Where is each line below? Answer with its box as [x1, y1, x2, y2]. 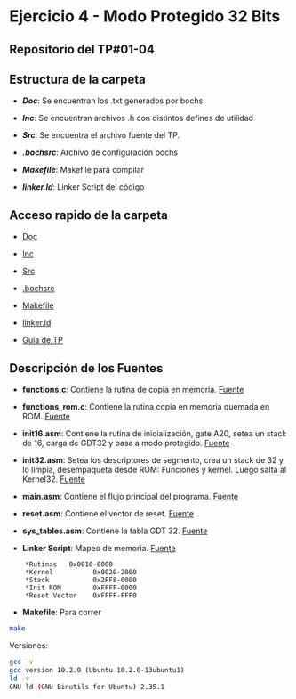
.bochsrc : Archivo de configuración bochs [21, 147, 179, 158]
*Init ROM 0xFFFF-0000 [25, 583, 138, 593]
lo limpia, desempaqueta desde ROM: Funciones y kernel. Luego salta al [21, 465, 287, 475]
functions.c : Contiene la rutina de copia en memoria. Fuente [21, 385, 244, 395]
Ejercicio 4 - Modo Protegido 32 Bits [9, 6, 281, 27]
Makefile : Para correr [21, 607, 101, 618]
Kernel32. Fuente [21, 474, 86, 484]
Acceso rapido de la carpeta [9, 207, 169, 223]
